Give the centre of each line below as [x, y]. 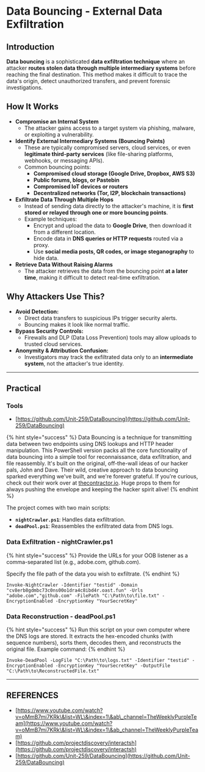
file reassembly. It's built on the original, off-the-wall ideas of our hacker [97, 464]
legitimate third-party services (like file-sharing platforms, [99, 154]
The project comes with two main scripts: [58, 508]
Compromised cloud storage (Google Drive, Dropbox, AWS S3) [114, 173]
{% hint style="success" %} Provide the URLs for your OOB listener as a [97, 555]
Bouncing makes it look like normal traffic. [77, 324]
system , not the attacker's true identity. [74, 363]
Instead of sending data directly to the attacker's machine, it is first [109, 206]
